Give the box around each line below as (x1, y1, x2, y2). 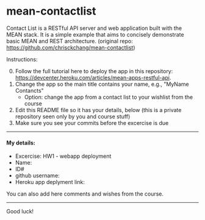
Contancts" (15, 87, 44, 94)
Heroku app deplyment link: (15, 179, 85, 186)
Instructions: (6, 55, 38, 63)
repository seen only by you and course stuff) (15, 113, 131, 120)
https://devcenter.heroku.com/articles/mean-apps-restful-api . (15, 74, 171, 81)
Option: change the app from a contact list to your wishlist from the (24, 93, 193, 101)
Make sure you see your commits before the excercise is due (15, 119, 169, 126)
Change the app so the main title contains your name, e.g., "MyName (15, 80, 189, 88)
